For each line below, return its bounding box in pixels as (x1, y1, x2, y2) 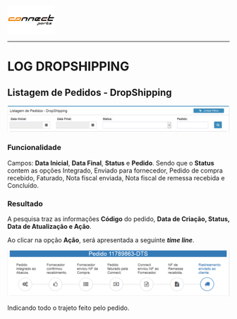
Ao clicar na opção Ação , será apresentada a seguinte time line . (7, 236, 195, 244)
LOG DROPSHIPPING (7, 58, 130, 75)
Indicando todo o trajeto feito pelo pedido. (7, 304, 130, 312)
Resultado (7, 199, 44, 208)
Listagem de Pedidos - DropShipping (7, 87, 172, 99)
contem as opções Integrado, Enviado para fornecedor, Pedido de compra (7, 166, 224, 175)
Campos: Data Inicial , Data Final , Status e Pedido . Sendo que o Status (7, 158, 214, 167)
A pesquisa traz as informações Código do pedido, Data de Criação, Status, (7, 215, 230, 223)
